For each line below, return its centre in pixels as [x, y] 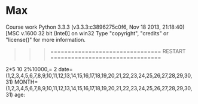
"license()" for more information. [46, 39]
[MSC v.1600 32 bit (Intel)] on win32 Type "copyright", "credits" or [87, 33]
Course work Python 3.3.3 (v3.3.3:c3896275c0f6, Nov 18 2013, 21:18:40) [95, 27]
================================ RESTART [118, 51]
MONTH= [26, 82]
